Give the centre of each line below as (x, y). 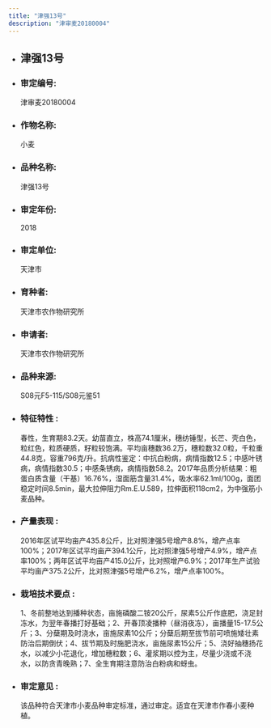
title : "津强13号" (38, 16)
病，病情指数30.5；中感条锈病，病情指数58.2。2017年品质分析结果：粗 (138, 468)
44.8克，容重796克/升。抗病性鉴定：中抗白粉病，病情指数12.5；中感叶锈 (141, 458)
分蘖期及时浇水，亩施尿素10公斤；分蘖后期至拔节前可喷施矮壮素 (152, 633)
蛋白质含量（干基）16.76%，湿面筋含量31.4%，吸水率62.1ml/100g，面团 (140, 478)
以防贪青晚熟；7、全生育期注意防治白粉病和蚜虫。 (118, 663)
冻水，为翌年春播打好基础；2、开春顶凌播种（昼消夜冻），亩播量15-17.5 (138, 623)
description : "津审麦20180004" (59, 23)
